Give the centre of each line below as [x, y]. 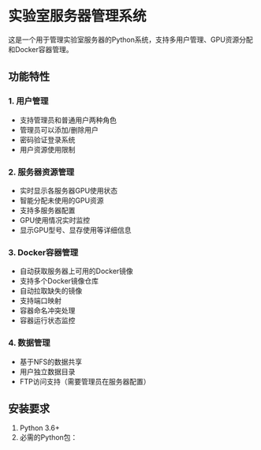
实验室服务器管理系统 [78, 16]
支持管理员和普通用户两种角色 [68, 120]
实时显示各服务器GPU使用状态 [69, 190]
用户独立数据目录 [47, 371]
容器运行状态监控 [47, 321]
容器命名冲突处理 [47, 311]
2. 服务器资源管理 [41, 172]
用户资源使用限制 [47, 149]
